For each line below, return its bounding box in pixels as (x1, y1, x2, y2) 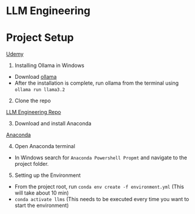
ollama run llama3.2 (14, 87, 65, 93)
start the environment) (14, 202, 69, 209)
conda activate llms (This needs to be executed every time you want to (14, 196, 190, 203)
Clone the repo (14, 97, 51, 104)
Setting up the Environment (14, 172, 81, 179)
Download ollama (14, 73, 57, 81)
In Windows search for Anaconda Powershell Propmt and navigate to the (14, 154, 187, 161)
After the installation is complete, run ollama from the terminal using (14, 79, 179, 86)
